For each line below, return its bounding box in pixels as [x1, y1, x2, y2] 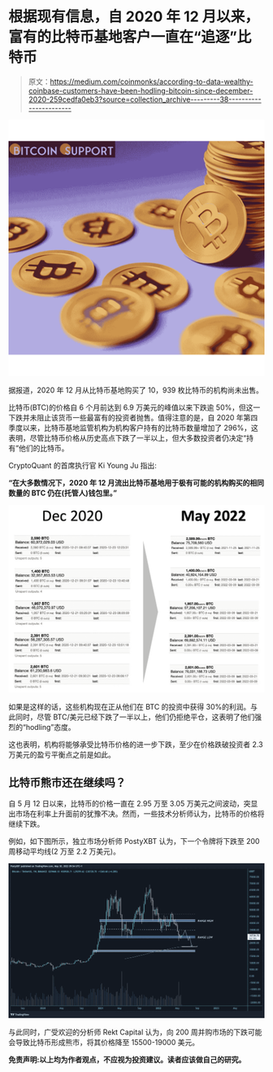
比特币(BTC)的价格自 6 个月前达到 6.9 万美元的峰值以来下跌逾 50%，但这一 [8, 402, 261, 412]
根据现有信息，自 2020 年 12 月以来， [8, 7, 260, 26]
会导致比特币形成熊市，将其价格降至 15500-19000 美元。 [8, 1038, 200, 1048]
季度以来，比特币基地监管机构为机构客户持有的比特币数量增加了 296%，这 [8, 423, 258, 433]
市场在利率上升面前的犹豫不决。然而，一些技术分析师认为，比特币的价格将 [15, 809, 265, 819]
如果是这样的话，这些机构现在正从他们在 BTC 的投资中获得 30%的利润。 [8, 701, 251, 711]
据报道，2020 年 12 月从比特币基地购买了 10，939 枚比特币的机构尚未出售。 [8, 384, 264, 395]
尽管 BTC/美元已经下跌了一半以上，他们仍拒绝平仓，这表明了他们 [36, 712, 255, 722]
